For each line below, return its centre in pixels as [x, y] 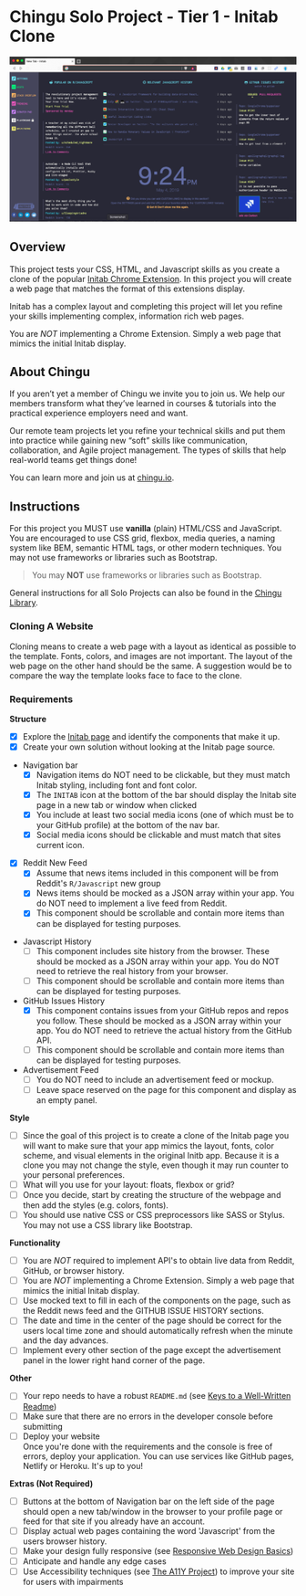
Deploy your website [61, 1436]
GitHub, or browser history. [73, 1271]
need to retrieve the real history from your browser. [132, 971]
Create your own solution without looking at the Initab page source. [149, 747]
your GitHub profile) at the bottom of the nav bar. [128, 825]
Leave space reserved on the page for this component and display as [166, 1089]
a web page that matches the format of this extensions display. [127, 289]
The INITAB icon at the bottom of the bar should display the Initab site [166, 795]
